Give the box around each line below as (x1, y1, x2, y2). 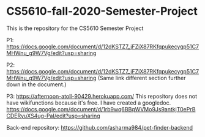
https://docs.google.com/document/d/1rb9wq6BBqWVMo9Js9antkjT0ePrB (6, 105, 196, 113)
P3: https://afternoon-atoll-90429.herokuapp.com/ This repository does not (6, 92, 198, 100)
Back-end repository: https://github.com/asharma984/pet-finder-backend (6, 124, 193, 131)
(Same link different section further (97, 74, 186, 81)
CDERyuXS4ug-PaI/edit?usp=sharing (6, 112, 100, 119)
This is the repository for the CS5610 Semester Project (6, 24, 144, 32)
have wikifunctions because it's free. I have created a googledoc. (6, 99, 171, 106)
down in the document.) (6, 81, 67, 88)
